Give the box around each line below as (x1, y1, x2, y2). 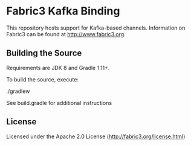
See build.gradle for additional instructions (6, 99, 112, 106)
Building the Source (6, 48, 82, 59)
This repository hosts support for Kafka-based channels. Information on (6, 24, 186, 31)
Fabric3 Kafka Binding (6, 4, 120, 18)
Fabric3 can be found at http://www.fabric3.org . (6, 30, 126, 37)
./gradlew (6, 87, 30, 95)
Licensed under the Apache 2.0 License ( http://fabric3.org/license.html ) (6, 133, 186, 140)
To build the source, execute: (6, 75, 79, 83)
